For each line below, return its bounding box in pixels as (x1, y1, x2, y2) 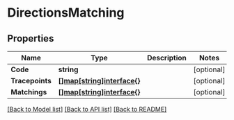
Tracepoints (10, 76, 52, 85)
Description (147, 53, 187, 62)
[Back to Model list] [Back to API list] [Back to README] (7, 105, 167, 113)
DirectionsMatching (7, 5, 125, 21)
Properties (7, 33, 54, 44)
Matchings (10, 87, 47, 96)
